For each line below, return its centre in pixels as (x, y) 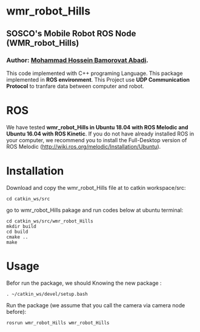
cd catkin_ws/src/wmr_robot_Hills (50, 221)
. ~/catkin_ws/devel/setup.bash (47, 294)
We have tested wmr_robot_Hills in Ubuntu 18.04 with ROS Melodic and (97, 127)
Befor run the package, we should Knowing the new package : (84, 283)
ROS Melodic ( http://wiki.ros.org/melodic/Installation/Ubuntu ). (84, 146)
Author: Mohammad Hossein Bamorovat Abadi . (77, 60)
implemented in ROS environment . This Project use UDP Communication (98, 79)
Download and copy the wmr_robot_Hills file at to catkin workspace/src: (96, 187)
